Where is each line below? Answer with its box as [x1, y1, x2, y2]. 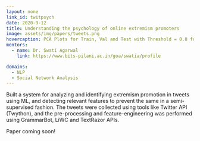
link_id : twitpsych [6, 14, 55, 20]
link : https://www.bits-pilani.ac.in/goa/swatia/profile [17, 53, 161, 59]
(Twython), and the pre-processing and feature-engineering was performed [6, 110, 192, 117]
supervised [6, 104, 34, 111]
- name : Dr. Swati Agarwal [11, 48, 79, 54]
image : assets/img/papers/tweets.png [6, 31, 100, 37]
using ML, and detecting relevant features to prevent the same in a [6, 98, 170, 105]
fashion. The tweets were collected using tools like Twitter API [35, 104, 187, 111]
